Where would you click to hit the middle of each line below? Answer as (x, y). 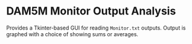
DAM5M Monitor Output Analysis (91, 11)
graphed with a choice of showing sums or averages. (72, 34)
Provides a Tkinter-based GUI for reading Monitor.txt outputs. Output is (96, 28)
